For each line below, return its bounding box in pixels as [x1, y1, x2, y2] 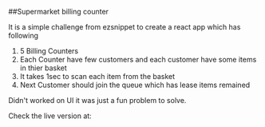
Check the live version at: [8, 111, 92, 121]
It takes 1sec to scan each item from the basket [19, 72, 176, 81]
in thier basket [19, 63, 68, 73]
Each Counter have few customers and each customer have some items [19, 55, 257, 64]
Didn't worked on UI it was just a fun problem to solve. [8, 96, 187, 105]
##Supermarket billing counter [8, 7, 109, 16]
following [8, 31, 38, 40]
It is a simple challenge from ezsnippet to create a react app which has [8, 22, 241, 31]
